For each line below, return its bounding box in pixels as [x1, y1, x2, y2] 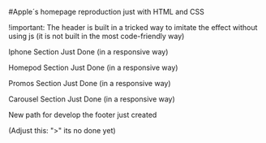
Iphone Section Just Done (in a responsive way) [8, 47, 169, 56]
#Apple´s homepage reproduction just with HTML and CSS [8, 7, 205, 16]
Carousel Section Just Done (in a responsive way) [8, 94, 176, 104]
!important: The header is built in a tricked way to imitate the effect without [8, 23, 258, 32]
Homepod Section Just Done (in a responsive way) [8, 63, 178, 72]
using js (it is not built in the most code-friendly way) [8, 32, 185, 41]
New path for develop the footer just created [8, 110, 157, 119]
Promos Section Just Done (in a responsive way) [8, 79, 172, 88]
